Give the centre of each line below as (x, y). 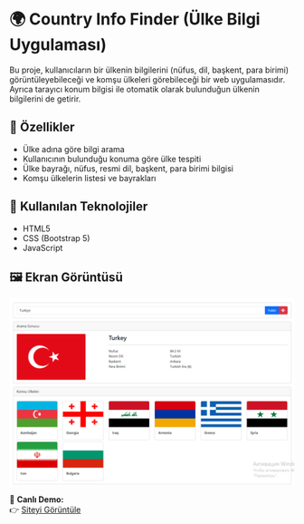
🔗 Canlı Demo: (37, 500)
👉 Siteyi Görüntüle (45, 509)
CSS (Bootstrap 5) (56, 238)
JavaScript (43, 247)
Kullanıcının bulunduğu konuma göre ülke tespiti (112, 159)
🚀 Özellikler (42, 127)
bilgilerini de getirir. (45, 99)
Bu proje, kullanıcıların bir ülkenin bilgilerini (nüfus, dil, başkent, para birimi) (149, 70)
